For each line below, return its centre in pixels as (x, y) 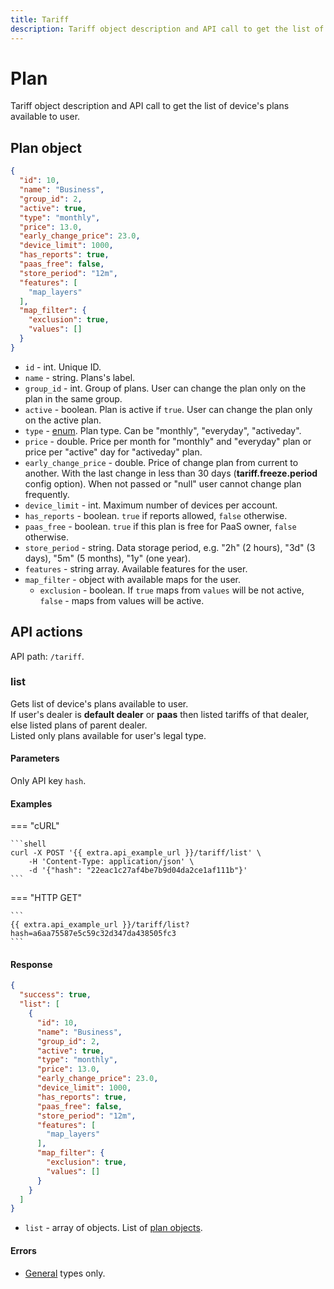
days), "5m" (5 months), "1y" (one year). (108, 558)
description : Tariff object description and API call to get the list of (167, 29)
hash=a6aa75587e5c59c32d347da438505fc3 (93, 934)
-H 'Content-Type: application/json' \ (111, 862)
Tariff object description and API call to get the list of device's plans (150, 106)
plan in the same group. (73, 398)
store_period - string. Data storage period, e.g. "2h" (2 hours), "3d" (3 (170, 547)
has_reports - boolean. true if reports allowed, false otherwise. (156, 515)
